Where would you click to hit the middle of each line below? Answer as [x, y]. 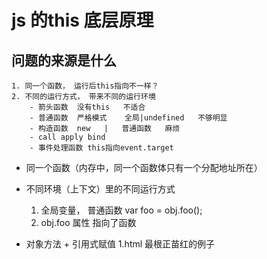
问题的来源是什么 [64, 60]
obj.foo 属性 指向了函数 [88, 222]
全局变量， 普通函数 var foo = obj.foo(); [121, 210]
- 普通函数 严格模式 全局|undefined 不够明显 [128, 118]
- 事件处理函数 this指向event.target [101, 148]
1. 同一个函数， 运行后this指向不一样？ [85, 86]
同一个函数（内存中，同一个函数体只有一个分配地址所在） [144, 167]
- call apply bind [67, 137]
